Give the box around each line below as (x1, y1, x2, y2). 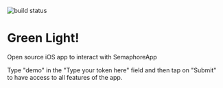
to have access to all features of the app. (7, 73, 123, 81)
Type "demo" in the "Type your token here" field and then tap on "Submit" (7, 65, 217, 74)
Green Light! (7, 31, 80, 46)
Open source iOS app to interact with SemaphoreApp (7, 53, 158, 61)
